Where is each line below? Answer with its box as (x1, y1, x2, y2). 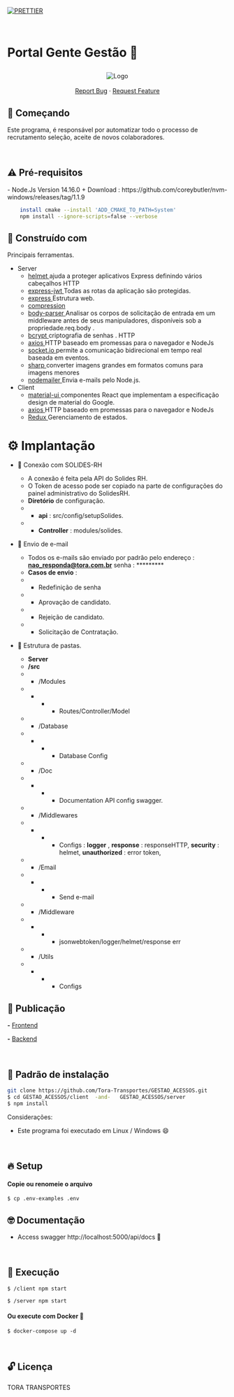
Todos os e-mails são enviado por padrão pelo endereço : (27, 554, 195, 562)
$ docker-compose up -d (7, 1327, 77, 1335)
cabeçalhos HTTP (27, 279, 80, 288)
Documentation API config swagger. (59, 796, 163, 805)
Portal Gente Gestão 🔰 (7, 45, 138, 61)
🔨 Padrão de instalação (7, 1068, 110, 1081)
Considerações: (7, 1113, 53, 1121)
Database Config (59, 752, 108, 760)
